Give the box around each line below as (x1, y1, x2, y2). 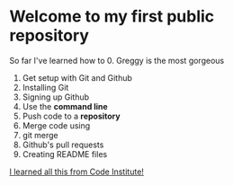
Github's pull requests (22, 139, 104, 150)
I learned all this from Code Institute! (9, 166, 144, 177)
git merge (22, 129, 58, 140)
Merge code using (22, 119, 91, 131)
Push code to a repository (22, 110, 121, 121)
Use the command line (22, 101, 108, 111)
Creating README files (22, 148, 108, 159)
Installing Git (22, 82, 69, 92)
